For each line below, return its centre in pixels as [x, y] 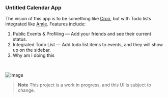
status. [20, 39]
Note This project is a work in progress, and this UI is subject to [84, 85]
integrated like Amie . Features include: [46, 24]
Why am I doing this [34, 55]
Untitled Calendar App [34, 8]
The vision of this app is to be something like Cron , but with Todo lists [78, 19]
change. [26, 90]
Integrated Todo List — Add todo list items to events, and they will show [88, 45]
